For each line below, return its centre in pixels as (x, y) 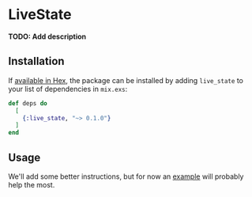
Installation (36, 61)
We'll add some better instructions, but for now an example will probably (126, 176)
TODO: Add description (47, 36)
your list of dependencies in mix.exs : (68, 89)
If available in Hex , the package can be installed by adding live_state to (126, 80)
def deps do (28, 103)
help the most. (32, 184)
